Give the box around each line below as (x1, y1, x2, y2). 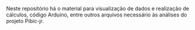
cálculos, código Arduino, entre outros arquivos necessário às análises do (6, 11, 187, 18)
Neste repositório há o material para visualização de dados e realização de (6, 5, 189, 12)
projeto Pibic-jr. (6, 18, 44, 24)
